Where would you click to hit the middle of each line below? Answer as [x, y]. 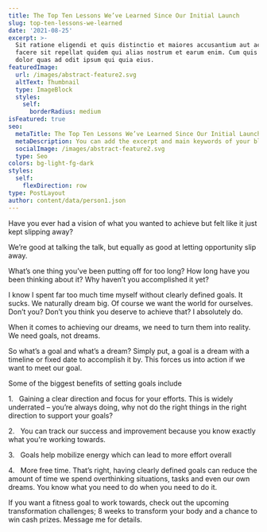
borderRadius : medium [65, 112]
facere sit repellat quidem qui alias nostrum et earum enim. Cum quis [137, 52]
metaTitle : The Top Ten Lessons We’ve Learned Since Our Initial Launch [138, 134]
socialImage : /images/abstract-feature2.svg [90, 149]
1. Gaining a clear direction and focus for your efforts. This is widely [121, 398]
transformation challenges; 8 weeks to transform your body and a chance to [133, 511]
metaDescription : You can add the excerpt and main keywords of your [133, 141]
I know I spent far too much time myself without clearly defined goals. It [126, 294]
